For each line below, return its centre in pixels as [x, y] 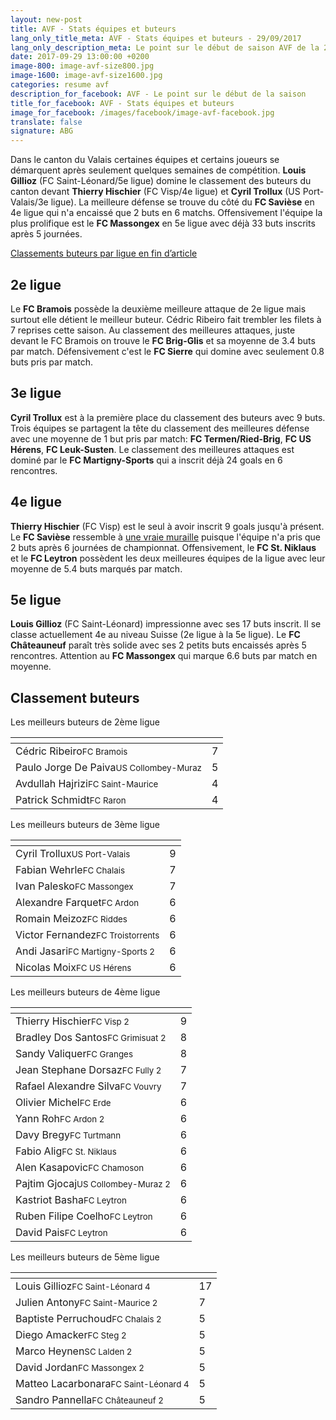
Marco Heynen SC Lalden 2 [74, 1351]
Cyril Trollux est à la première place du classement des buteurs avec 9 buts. [168, 417]
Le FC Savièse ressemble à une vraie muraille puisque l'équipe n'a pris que [166, 537]
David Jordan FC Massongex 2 [80, 1368]
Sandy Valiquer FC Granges [74, 1054]
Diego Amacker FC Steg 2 [71, 1335]
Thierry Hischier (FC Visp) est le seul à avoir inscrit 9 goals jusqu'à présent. [167, 526]
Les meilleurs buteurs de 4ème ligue [85, 992]
